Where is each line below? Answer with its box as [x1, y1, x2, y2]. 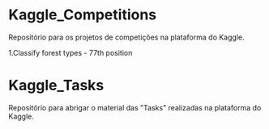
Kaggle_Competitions [8, 6, 157, 24]
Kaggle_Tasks [8, 77, 105, 94]
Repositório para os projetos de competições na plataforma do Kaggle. [8, 32, 245, 42]
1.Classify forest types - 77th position [8, 48, 133, 57]
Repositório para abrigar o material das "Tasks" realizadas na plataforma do [8, 102, 262, 112]
